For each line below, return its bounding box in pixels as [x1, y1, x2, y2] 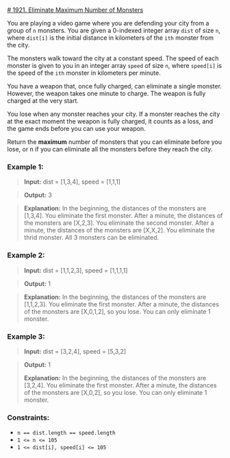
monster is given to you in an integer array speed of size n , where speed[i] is [7, 62, 222, 69]
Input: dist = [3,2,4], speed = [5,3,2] [23, 347, 127, 355]
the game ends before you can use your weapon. [7, 125, 146, 132]
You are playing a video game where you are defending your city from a [7, 19, 209, 27]
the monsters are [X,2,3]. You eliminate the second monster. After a [23, 219, 214, 227]
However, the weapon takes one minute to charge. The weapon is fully [7, 89, 206, 97]
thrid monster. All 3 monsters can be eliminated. [23, 233, 159, 242]
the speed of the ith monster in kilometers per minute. [7, 69, 161, 77]
